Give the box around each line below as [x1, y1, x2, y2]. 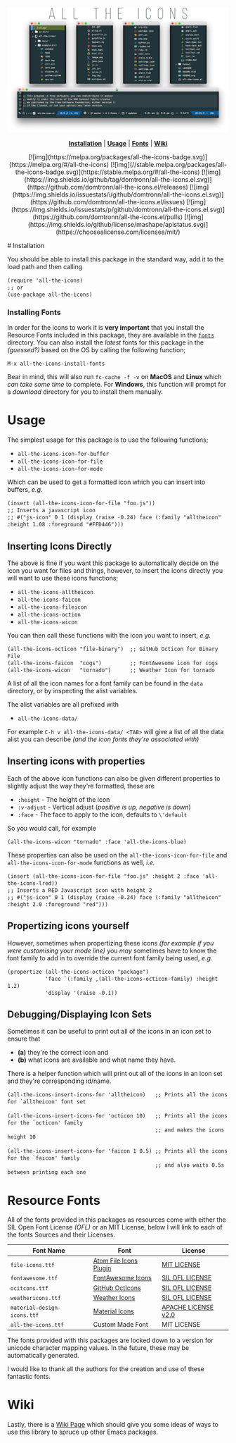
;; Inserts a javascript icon [7, 507, 96, 514]
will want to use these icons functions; [7, 574, 119, 583]
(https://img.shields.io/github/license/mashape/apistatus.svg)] [27, 220, 209, 228]
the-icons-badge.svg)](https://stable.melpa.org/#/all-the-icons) [15, 168, 200, 176]
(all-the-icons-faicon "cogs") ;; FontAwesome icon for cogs [7, 659, 218, 667]
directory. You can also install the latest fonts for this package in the [7, 338, 204, 347]
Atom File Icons [93, 1256, 138, 1265]
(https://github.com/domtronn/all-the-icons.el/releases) [27, 182, 188, 191]
